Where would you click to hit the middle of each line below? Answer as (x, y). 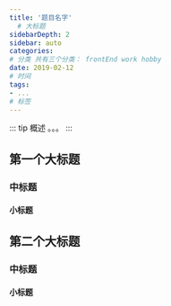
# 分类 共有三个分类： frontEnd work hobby (85, 59)
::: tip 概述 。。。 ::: (41, 128)
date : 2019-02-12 (42, 68)
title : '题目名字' (41, 18)
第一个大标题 (45, 159)
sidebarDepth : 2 (39, 34)
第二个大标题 (45, 241)
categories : (31, 51)
